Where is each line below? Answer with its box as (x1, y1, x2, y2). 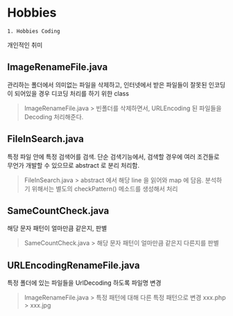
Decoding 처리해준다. (24, 112, 84, 121)
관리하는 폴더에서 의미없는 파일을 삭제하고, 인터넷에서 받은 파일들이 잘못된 (7, 80, 207, 89)
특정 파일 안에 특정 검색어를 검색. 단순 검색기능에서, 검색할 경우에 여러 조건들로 (7, 152, 220, 161)
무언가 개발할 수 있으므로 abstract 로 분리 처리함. (7, 161, 140, 169)
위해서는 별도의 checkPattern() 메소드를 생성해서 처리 (31, 184, 178, 193)
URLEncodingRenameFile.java (7, 259, 140, 271)
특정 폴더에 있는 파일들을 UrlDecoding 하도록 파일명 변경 (7, 279, 162, 287)
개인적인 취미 (7, 40, 43, 49)
